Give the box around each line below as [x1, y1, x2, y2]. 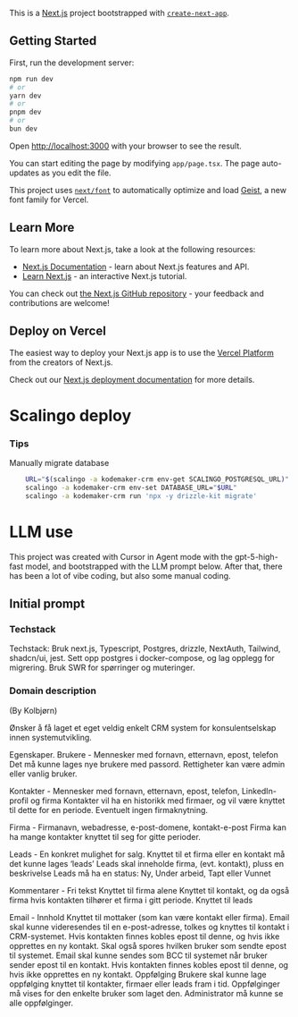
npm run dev [9, 74, 54, 83]
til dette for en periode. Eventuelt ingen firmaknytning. [9, 804, 208, 815]
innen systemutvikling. [9, 732, 92, 742]
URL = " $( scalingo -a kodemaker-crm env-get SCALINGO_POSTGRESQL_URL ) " [25, 475, 290, 484]
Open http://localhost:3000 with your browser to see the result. [9, 140, 243, 151]
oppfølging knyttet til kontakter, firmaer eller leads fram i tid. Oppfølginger [9, 979, 281, 989]
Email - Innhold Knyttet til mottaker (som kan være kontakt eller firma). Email [9, 911, 290, 922]
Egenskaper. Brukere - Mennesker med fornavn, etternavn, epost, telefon [9, 749, 279, 759]
